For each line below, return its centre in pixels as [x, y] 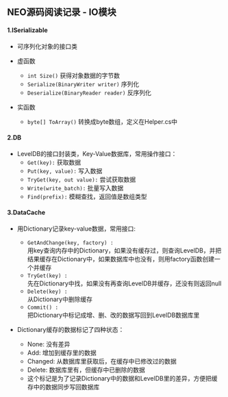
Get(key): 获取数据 [54, 162]
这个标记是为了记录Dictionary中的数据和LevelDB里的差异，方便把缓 [122, 378]
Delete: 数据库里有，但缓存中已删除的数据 [86, 370]
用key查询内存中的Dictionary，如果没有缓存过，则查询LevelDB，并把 [124, 251]
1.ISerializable [27, 30]
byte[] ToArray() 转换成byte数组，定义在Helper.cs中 [102, 121]
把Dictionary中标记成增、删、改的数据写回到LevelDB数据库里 [113, 315]
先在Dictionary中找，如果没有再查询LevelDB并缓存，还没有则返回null [124, 283]
